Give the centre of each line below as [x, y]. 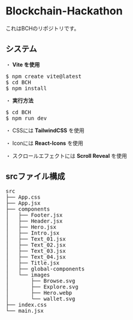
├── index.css [26, 304]
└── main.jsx [25, 310]
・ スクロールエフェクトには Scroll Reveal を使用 [66, 156]
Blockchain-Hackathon [64, 11]
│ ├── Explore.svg [42, 287]
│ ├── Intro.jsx [33, 233]
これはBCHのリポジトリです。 [43, 28]
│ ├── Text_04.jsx [36, 257]
